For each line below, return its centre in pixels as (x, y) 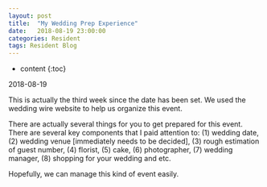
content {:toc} (43, 69)
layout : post (30, 16)
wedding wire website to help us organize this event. (95, 109)
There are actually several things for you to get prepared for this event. (125, 124)
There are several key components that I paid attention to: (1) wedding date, (133, 133)
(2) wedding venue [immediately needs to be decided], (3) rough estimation (134, 141)
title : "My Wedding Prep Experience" (73, 23)
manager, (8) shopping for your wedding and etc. (90, 159)
